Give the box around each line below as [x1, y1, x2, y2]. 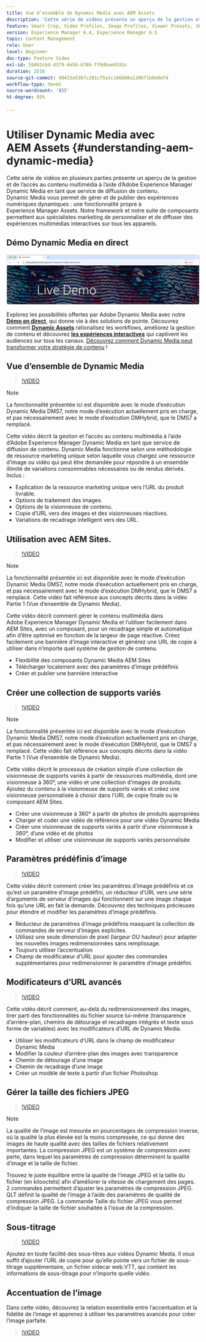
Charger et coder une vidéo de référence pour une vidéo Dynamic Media [15, 816, 200, 824]
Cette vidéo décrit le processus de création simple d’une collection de [6, 765, 183, 773]
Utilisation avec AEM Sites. [6, 534, 112, 545]
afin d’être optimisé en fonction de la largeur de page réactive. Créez [6, 632, 180, 639]
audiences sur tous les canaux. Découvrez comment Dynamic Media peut [6, 336, 193, 344]
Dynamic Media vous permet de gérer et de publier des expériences [6, 193, 179, 201]
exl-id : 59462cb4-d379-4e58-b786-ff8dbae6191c [6, 61, 128, 68]
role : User [6, 42, 34, 48]
